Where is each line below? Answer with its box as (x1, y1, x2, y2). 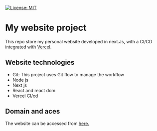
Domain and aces (5, 107, 60, 116)
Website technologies (5, 58, 75, 67)
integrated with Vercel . (5, 44, 52, 50)
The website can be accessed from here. (5, 120, 90, 127)
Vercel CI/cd (12, 93, 38, 99)
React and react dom (12, 87, 56, 93)
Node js (12, 77, 29, 83)
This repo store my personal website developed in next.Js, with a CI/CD (5, 38, 153, 44)
